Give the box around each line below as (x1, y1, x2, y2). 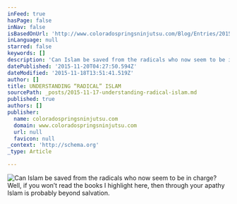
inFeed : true (7, 10, 46, 18)
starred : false (7, 43, 52, 50)
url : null (13, 128, 42, 136)
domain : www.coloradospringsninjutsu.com (13, 121, 138, 129)
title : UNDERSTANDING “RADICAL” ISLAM (7, 83, 121, 90)
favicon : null (13, 135, 55, 142)
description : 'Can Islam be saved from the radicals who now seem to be (7, 56, 226, 64)
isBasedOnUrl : (7, 30, 49, 37)
